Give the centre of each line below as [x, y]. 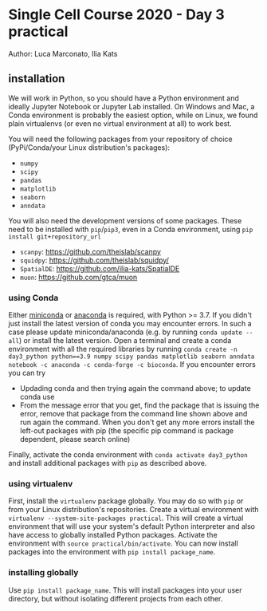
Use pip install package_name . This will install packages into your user [125, 590]
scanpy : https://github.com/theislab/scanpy [90, 251]
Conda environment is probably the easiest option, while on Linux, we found [133, 115]
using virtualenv [41, 483]
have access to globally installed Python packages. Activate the [113, 535]
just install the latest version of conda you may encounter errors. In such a [130, 324]
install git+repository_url [55, 237]
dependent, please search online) [75, 440]
